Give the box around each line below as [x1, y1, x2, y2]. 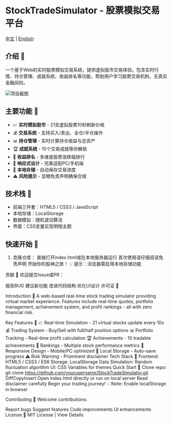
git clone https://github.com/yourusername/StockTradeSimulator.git [5, 370, 148, 376]
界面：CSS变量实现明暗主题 [12, 223, 72, 229]
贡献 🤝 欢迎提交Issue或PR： [5, 272, 64, 278]
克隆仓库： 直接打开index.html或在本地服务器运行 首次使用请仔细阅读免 [12, 254, 163, 261]
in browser [5, 387, 28, 393]
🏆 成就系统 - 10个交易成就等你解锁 [12, 145, 87, 152]
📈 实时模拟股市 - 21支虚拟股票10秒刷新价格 [12, 121, 105, 127]
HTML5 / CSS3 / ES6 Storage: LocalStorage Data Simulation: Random [5, 359, 152, 365]
